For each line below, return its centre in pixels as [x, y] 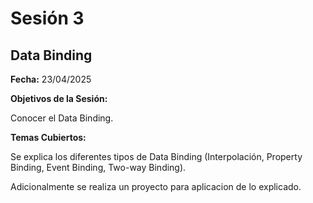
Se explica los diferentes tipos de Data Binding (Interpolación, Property [156, 156]
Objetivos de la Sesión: [59, 98]
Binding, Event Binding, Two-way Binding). [98, 167]
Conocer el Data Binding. [62, 118]
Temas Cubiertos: [48, 137]
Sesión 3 [47, 18]
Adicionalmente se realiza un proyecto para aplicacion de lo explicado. [156, 186]
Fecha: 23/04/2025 [51, 79]
